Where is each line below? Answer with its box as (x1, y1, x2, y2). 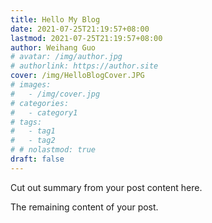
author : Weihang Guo (10, 42, 97, 53)
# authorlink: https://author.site (10, 61, 159, 71)
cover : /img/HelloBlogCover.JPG (10, 71, 145, 81)
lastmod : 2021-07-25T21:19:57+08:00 (10, 33, 163, 43)
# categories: (10, 98, 70, 108)
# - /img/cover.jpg (10, 89, 101, 99)
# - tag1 (10, 126, 56, 136)
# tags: (10, 117, 43, 127)
